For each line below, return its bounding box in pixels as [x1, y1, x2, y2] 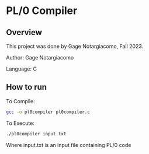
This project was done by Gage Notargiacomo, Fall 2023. [6, 43, 144, 50]
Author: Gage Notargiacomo [6, 54, 74, 61]
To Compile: [6, 97, 35, 104]
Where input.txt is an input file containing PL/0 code [6, 141, 131, 148]
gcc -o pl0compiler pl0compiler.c [6, 109, 91, 115]
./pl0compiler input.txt [6, 131, 67, 136]
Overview [6, 27, 43, 37]
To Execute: [6, 120, 35, 127]
